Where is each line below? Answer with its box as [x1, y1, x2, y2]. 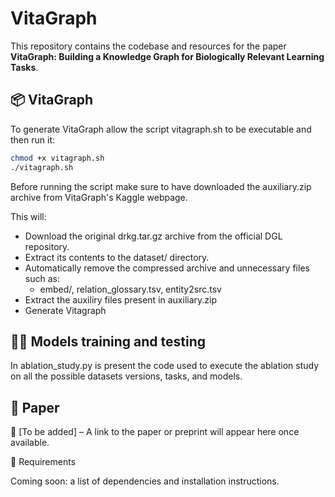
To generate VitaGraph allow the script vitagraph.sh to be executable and [10, 123, 312, 135]
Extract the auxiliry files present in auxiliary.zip [24, 293, 218, 306]
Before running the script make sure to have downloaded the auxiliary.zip [10, 180, 312, 192]
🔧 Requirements [10, 456, 77, 468]
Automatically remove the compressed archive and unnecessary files [24, 262, 310, 274]
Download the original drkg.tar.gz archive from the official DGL [24, 230, 283, 242]
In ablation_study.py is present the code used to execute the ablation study [10, 360, 320, 372]
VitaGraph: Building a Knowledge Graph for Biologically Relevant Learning [10, 50, 325, 62]
